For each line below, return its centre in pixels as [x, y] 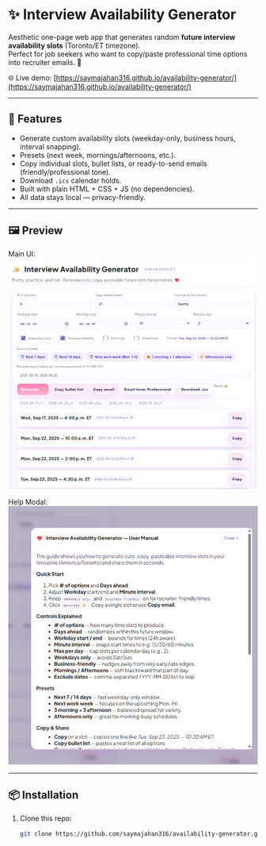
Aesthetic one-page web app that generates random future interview [122, 37]
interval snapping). [50, 146]
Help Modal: [28, 502]
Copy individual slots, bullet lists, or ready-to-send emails [113, 163]
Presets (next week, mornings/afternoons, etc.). [98, 155]
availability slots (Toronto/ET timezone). [74, 45]
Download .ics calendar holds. [70, 180]
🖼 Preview [36, 231]
